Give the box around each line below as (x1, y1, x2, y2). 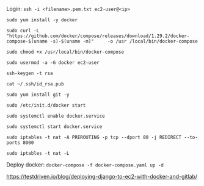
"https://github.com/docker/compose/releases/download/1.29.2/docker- (6, 33, 190, 39)
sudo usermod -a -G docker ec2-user (6, 60, 100, 66)
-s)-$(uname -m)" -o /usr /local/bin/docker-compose (49, 38, 199, 45)
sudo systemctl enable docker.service (6, 113, 105, 119)
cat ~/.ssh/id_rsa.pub (6, 81, 64, 87)
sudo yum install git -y (6, 91, 70, 98)
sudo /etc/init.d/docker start (6, 102, 86, 109)
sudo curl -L (6, 27, 40, 34)
